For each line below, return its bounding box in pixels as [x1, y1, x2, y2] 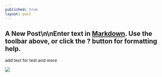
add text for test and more [5, 58, 57, 63]
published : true [5, 7, 38, 12]
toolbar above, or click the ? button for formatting [5, 37, 158, 45]
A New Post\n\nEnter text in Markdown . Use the [5, 30, 152, 38]
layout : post [5, 12, 32, 16]
